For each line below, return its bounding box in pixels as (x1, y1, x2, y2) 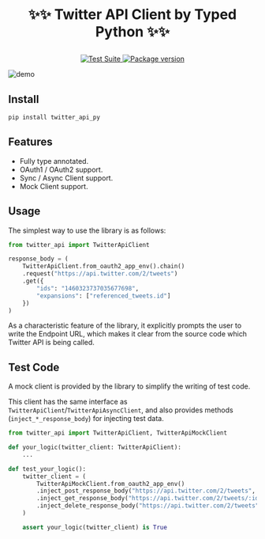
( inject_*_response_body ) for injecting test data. (8, 414, 164, 423)
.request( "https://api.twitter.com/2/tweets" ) (22, 270, 178, 278)
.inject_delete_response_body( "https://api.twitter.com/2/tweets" (36, 502, 259, 510)
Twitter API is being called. (8, 338, 95, 347)
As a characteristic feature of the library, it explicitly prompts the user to (8, 321, 242, 330)
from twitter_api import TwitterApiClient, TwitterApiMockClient (8, 429, 227, 437)
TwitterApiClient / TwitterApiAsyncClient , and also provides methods (8, 405, 234, 415)
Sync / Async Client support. (19, 173, 114, 183)
